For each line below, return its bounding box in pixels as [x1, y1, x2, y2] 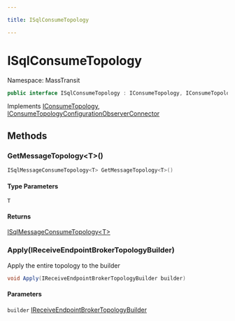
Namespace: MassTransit [7, 76, 80, 84]
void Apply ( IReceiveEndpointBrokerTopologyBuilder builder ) [7, 275, 187, 282]
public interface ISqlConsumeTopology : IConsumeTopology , [7, 89, 183, 97]
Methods [7, 130, 48, 142]
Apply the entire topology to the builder [7, 261, 120, 270]
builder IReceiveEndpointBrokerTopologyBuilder [7, 306, 148, 314]
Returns [7, 212, 31, 221]
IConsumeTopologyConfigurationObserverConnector [7, 109, 160, 118]
